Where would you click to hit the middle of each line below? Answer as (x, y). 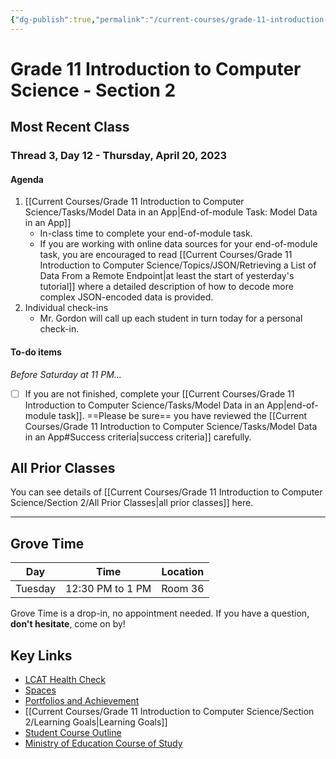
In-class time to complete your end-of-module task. (146, 233)
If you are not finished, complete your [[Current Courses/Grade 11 (159, 393)
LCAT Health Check (65, 680)
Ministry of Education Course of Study (103, 743)
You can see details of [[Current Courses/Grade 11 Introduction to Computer (166, 492)
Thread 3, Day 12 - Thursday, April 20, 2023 (119, 156)
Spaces (40, 690)
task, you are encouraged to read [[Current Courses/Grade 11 (166, 255)
